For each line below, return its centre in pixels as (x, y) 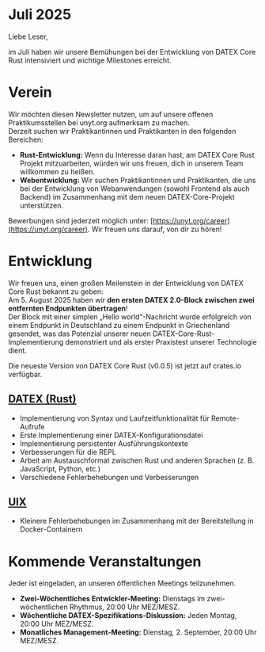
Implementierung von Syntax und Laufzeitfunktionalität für (114, 418)
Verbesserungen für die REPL (68, 452)
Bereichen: (26, 139)
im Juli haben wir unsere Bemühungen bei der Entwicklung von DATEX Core (132, 51)
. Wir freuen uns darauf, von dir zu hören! (155, 229)
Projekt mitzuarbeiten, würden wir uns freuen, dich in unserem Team (131, 163)
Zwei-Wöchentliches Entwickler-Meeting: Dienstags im (112, 599)
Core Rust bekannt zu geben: (56, 292)
